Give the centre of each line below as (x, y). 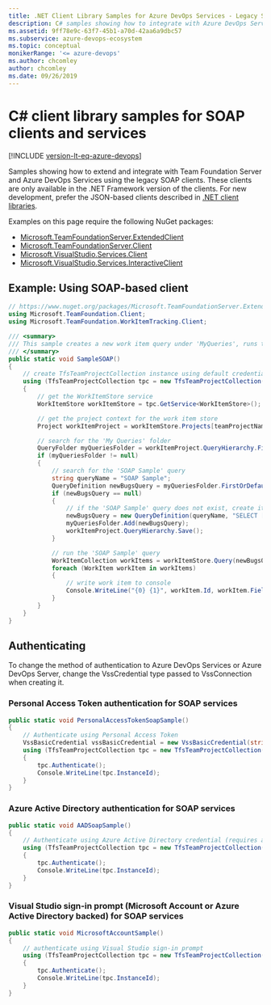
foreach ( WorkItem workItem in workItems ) (124, 568)
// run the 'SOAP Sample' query (106, 553)
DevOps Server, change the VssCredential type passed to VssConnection (130, 674)
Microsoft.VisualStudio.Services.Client (83, 254)
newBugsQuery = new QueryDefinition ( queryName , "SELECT (162, 516)
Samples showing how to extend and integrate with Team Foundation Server (135, 171)
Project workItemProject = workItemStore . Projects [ (126, 426)
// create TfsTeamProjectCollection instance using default (126, 374)
